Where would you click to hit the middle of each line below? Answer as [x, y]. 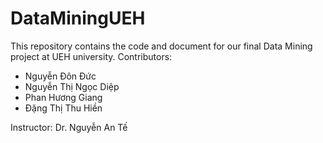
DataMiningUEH [78, 18]
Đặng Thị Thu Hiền [63, 108]
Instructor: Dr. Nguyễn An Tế [69, 127]
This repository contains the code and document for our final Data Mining [161, 46]
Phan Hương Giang [63, 97]
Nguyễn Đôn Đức [60, 76]
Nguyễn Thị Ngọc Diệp [72, 86]
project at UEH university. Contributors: [91, 56]
